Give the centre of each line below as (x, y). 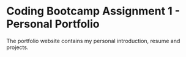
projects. (17, 47)
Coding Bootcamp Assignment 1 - (93, 11)
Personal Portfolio (53, 24)
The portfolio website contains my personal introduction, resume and (93, 41)
